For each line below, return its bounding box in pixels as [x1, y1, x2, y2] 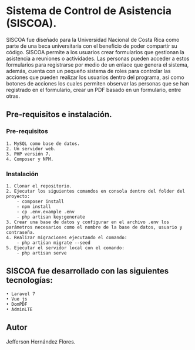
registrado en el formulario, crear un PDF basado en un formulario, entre [6, 86, 181, 93]
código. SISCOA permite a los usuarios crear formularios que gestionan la [6, 48, 185, 55]
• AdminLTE [6, 306, 33, 312]
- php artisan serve [16, 250, 67, 256]
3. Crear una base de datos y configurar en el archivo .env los [6, 219, 169, 225]
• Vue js [6, 296, 28, 302]
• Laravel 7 [6, 290, 35, 297]
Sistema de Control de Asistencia [6, 4, 172, 18]
